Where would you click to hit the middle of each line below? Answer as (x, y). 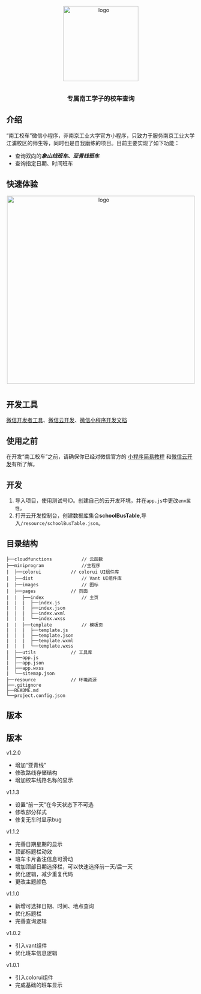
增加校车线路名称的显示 (44, 780)
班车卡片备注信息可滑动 (44, 859)
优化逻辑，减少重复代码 (44, 874)
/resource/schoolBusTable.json (59, 523)
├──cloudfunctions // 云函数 (55, 559)
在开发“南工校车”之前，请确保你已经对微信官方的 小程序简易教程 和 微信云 (97, 456)
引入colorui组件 (34, 977)
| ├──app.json (25, 663)
